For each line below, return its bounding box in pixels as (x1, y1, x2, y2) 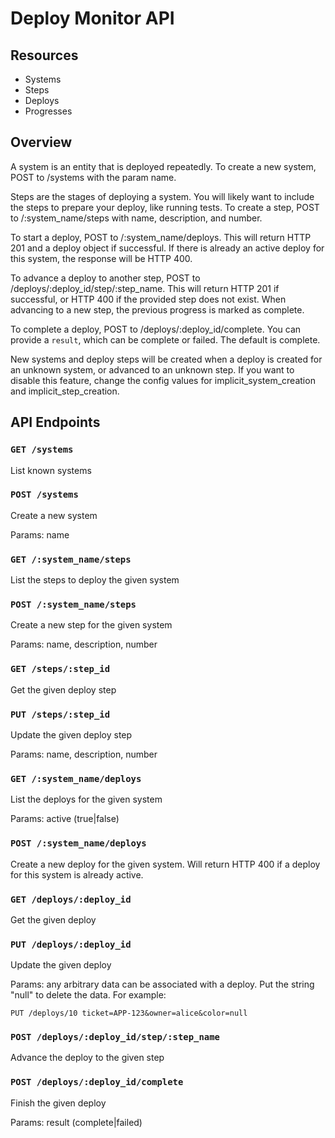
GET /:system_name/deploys (10, 773, 142, 784)
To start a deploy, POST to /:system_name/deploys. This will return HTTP (10, 231, 312, 243)
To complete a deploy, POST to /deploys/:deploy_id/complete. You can (10, 323, 302, 335)
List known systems (10, 464, 92, 476)
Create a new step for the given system (10, 619, 173, 631)
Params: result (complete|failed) (10, 1116, 143, 1128)
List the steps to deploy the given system (10, 574, 180, 586)
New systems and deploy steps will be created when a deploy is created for (10, 353, 323, 365)
